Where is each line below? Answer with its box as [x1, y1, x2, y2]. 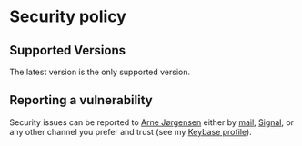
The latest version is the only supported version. [9, 66, 191, 77]
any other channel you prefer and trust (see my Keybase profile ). [9, 126, 252, 137]
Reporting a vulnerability [9, 92, 153, 108]
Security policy [9, 6, 127, 27]
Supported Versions [9, 43, 126, 58]
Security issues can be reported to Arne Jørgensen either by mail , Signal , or [9, 116, 294, 128]
